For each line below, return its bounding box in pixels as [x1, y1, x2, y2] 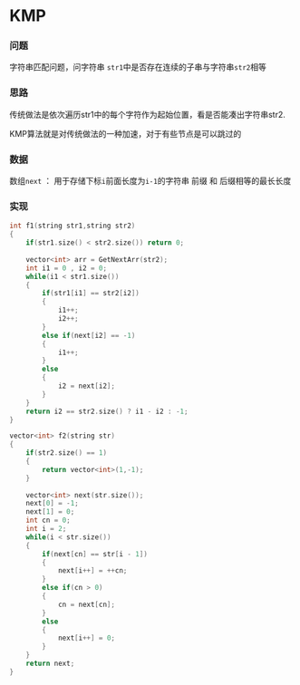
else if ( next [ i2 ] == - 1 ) [42, 331, 136, 340]
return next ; [25, 659, 75, 668]
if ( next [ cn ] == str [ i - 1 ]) [42, 549, 148, 558]
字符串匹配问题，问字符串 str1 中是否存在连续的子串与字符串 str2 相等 [9, 62, 267, 72]
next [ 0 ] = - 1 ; [25, 499, 79, 508]
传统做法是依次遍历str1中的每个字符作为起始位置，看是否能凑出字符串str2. [9, 109, 285, 120]
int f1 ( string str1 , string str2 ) [9, 221, 136, 231]
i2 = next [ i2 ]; [57, 381, 116, 391]
